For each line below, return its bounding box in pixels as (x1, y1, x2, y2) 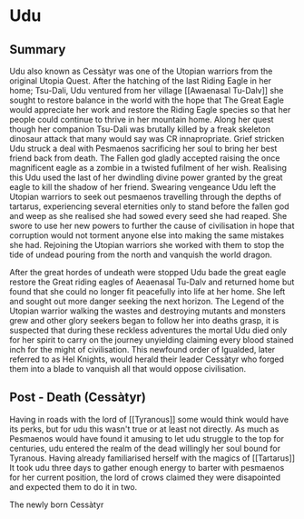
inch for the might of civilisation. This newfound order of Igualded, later (9, 344, 276, 354)
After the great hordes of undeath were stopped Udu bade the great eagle (9, 267, 287, 277)
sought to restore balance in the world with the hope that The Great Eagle (9, 95, 284, 105)
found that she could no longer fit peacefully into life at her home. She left (9, 286, 286, 296)
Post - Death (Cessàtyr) (9, 390, 147, 405)
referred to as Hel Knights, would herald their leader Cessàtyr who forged (9, 354, 284, 364)
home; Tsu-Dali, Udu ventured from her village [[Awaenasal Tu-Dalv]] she (9, 85, 284, 95)
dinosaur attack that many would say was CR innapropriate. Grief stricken (9, 134, 285, 144)
